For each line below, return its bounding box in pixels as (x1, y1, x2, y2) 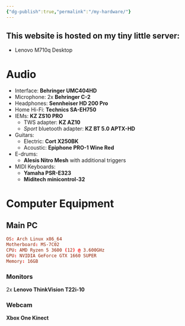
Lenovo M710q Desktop (14, 46, 73, 54)
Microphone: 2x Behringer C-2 (14, 94, 91, 101)
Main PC (6, 220, 38, 230)
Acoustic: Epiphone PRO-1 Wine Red (23, 144, 114, 151)
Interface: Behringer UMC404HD (14, 87, 97, 94)
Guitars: (14, 132, 34, 139)
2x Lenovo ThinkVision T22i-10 (6, 286, 85, 293)
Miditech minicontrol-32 (23, 176, 85, 183)
